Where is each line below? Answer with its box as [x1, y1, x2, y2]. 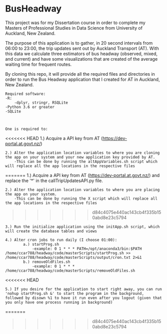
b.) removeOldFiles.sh [23, 259, 70, 264]
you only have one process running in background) [5, 299, 113, 305]
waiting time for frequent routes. [5, 61, 72, 67]
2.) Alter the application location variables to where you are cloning [5, 150, 160, 155]
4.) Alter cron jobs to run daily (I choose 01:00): [5, 237, 117, 242]
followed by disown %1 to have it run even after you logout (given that [5, 295, 162, 300]
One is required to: [5, 126, 48, 131]
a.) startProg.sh [23, 242, 59, 247]
